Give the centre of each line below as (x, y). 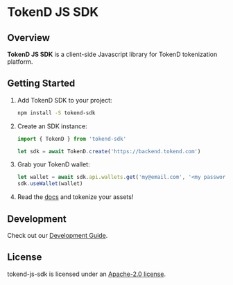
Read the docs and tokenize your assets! (75, 197)
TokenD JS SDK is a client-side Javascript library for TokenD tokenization (112, 54)
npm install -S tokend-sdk (56, 113)
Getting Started (41, 84)
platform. (20, 62)
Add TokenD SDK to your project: (64, 100)
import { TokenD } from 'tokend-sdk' (72, 139)
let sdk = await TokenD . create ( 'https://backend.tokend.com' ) (109, 151)
